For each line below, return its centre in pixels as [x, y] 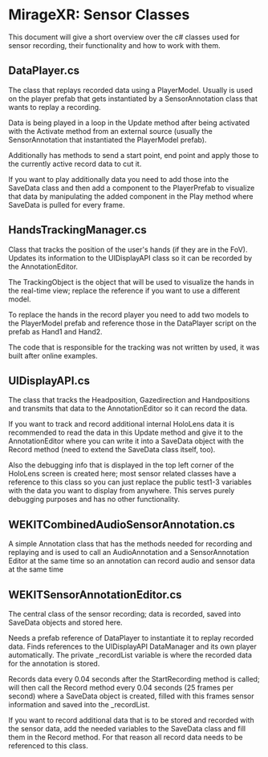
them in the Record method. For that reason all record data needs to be [126, 737]
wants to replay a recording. [55, 107]
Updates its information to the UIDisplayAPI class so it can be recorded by [130, 257]
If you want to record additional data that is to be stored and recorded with [131, 720]
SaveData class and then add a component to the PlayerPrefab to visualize [132, 188]
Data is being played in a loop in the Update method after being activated [129, 123]
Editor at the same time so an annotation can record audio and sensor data [132, 561]
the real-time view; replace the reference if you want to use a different [124, 290]
